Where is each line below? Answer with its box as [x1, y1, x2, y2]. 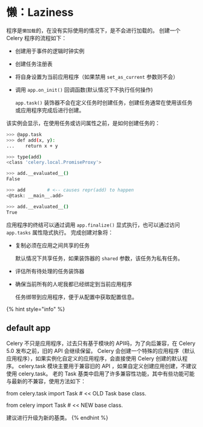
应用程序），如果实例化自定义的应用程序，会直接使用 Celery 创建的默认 [6, 355, 183, 362]
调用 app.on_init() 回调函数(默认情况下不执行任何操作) [15, 86, 153, 93]
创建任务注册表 [15, 60, 53, 67]
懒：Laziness [6, 5, 74, 19]
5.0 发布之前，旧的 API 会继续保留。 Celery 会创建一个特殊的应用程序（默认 [6, 347, 195, 355]
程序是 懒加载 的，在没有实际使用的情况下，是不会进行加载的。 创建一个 [6, 27, 181, 34]
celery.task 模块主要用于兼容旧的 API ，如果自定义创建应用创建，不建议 [18, 363, 197, 370]
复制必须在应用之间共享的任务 [15, 241, 90, 249]
